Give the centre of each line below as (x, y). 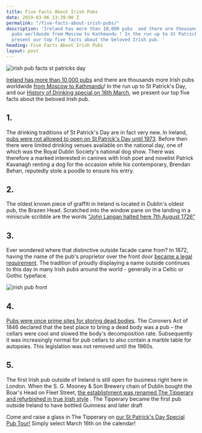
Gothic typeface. (27, 276)
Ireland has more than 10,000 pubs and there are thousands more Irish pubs (100, 79)
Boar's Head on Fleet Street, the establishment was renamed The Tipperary (100, 392)
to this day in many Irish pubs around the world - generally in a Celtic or (95, 269)
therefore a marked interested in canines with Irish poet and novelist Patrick (100, 158)
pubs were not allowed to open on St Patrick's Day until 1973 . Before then (97, 138)
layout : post (23, 51)
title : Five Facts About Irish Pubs (52, 12)
